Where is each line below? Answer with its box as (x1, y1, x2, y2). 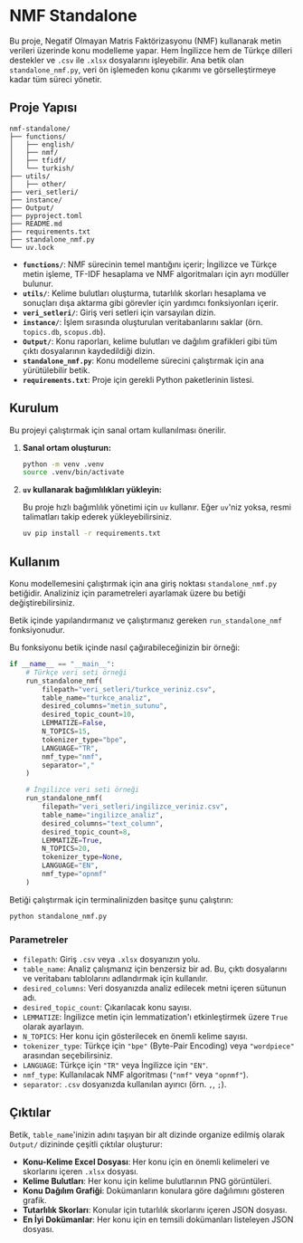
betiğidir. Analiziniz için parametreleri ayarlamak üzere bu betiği (9, 588, 246, 598)
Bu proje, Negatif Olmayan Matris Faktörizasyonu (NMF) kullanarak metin (9, 35, 282, 46)
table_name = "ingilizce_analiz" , (42, 810, 165, 819)
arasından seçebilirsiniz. (22, 1049, 113, 1060)
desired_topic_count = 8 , (42, 827, 131, 837)
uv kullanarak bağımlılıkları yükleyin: (22, 484, 163, 495)
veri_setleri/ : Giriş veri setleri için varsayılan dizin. (22, 307, 216, 318)
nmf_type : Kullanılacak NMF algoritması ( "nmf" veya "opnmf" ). (22, 1069, 249, 1080)
